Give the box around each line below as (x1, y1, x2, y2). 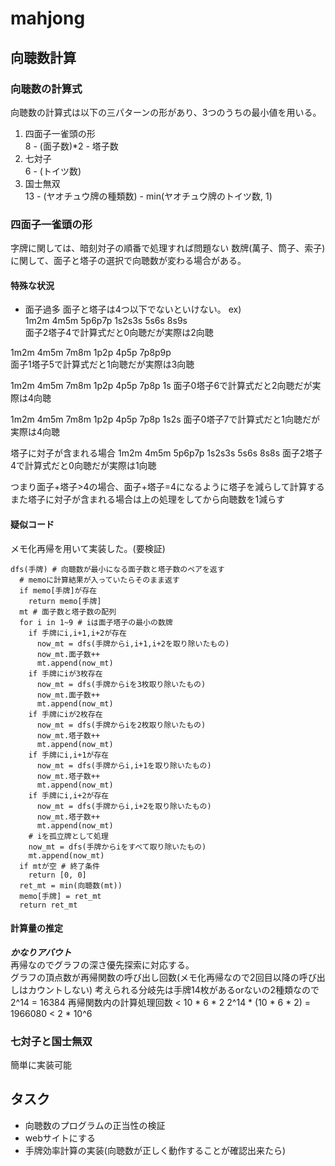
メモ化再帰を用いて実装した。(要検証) (10, 542, 166, 554)
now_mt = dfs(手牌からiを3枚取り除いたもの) (36, 679, 207, 689)
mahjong (10, 7, 86, 30)
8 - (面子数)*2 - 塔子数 (24, 140, 119, 152)
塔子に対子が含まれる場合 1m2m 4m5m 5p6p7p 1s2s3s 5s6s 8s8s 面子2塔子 (10, 447, 323, 459)
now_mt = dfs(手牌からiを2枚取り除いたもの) (36, 720, 207, 730)
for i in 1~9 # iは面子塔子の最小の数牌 (19, 617, 173, 627)
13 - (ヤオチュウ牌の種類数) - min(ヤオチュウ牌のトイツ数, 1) (24, 190, 273, 202)
